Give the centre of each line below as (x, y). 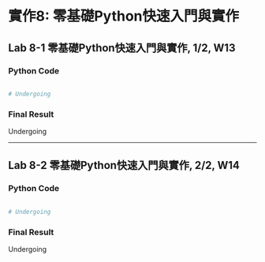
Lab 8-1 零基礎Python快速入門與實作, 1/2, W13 (122, 48)
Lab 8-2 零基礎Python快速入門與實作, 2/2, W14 (124, 165)
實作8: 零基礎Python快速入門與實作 (124, 16)
